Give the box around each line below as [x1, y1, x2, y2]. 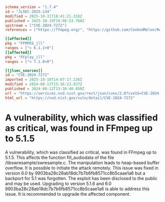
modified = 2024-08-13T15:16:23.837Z [5, 82, 82, 87]
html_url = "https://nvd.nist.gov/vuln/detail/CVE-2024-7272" [5, 95, 135, 100]
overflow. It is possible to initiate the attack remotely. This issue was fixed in [5, 165, 159, 171]
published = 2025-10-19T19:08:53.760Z [5, 18, 84, 23]
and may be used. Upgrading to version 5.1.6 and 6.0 [5, 180, 112, 186]
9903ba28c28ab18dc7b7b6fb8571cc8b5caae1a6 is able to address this [5, 186, 150, 192]
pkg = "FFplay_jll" [5, 55, 45, 59]
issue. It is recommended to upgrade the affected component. [5, 191, 131, 197]
